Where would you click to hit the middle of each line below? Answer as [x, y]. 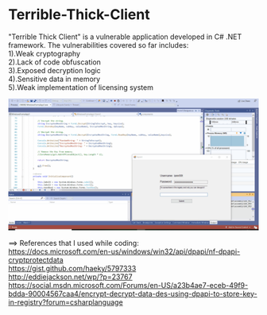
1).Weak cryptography [44, 53]
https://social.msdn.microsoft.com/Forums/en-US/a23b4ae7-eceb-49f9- [128, 285]
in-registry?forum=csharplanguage [66, 302]
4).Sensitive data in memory [54, 79]
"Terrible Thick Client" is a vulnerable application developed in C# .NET [125, 37]
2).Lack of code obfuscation [55, 62]
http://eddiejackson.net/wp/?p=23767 [70, 277]
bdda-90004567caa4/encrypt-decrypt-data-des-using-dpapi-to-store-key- [133, 294]
